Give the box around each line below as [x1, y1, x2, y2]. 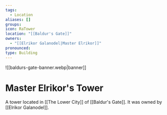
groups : [5, 21, 22, 27]
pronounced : [5, 45, 31, 51]
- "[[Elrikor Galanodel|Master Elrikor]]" [10, 41, 102, 46]
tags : [5, 7, 17, 13]
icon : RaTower [5, 27, 36, 32]
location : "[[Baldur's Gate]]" [5, 31, 72, 36]
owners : [5, 36, 22, 41]
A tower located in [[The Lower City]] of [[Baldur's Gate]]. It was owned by [5, 99, 162, 105]
